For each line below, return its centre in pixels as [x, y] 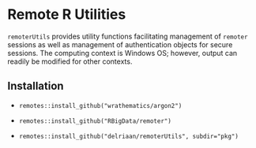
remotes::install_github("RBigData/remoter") [95, 121]
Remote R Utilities [67, 15]
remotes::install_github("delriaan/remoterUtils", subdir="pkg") [128, 136]
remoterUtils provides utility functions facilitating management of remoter [128, 36]
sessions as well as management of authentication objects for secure [120, 44]
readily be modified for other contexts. [70, 61]
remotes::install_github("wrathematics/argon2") [100, 105]
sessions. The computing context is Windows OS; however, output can [122, 53]
